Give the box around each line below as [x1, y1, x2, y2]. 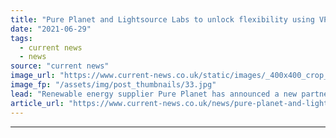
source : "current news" [10, 61, 110, 71]
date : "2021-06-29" [10, 24, 92, 34]
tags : [10, 33, 33, 43]
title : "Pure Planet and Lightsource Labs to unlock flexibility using [10, 14, 315, 25]
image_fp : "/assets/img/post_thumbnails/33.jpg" [10, 80, 217, 90]
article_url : [10, 98, 65, 108]
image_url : [10, 71, 56, 81]
